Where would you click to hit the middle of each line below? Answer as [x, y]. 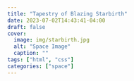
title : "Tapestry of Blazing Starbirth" [68, 14]
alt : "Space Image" [42, 46]
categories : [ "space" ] [41, 66]
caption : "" [31, 54]
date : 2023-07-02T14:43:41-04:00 [56, 20]
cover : [17, 33]
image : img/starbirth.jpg [52, 40]
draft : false [26, 27]
